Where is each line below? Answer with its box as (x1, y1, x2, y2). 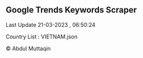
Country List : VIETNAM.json (5, 33, 78, 40)
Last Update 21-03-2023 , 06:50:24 (5, 21, 96, 28)
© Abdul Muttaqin (5, 45, 51, 52)
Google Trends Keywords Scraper (5, 5, 137, 15)
